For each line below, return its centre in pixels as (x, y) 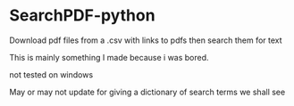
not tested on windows (51, 74)
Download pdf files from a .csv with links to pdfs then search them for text (146, 40)
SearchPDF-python (82, 16)
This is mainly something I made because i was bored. (109, 57)
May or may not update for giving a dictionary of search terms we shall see (147, 92)
